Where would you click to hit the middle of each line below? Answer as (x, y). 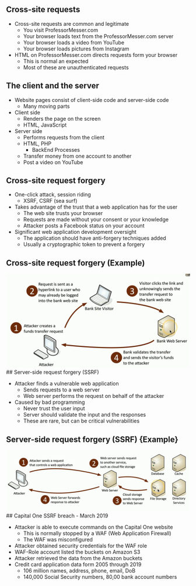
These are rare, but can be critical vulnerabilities (81, 421)
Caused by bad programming (50, 402)
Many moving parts (46, 106)
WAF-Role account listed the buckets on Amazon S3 (77, 552)
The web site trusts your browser (63, 213)
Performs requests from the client (64, 137)
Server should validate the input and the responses (85, 415)
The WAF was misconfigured (58, 540)
